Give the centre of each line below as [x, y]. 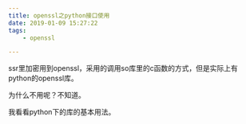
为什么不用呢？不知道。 [47, 95]
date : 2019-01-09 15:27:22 [53, 23]
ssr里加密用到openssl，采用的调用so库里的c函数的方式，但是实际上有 [123, 68]
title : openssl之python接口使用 [59, 15]
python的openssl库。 [43, 78]
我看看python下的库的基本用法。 [62, 112]
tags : [17, 30]
